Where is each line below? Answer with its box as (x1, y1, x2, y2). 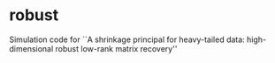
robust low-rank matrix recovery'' (55, 43, 178, 53)
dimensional (9, 43, 54, 53)
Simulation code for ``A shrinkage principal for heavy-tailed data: (9, 34, 245, 45)
